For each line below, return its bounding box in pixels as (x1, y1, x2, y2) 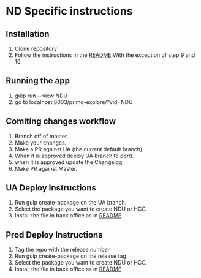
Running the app (6, 75, 70, 86)
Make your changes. (14, 139, 67, 146)
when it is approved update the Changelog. (14, 158, 124, 166)
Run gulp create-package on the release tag (14, 252, 126, 260)
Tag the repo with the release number (14, 246, 110, 254)
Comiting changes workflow (6, 116, 116, 127)
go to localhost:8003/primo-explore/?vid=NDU (14, 98, 133, 105)
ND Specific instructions (6, 4, 133, 18)
